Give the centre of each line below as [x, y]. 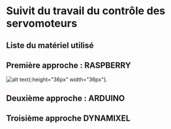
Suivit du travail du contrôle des [86, 11]
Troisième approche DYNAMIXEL [68, 119]
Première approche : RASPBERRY [69, 65]
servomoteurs [42, 23]
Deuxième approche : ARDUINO [66, 98]
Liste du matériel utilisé [50, 45]
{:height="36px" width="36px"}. [68, 80]
